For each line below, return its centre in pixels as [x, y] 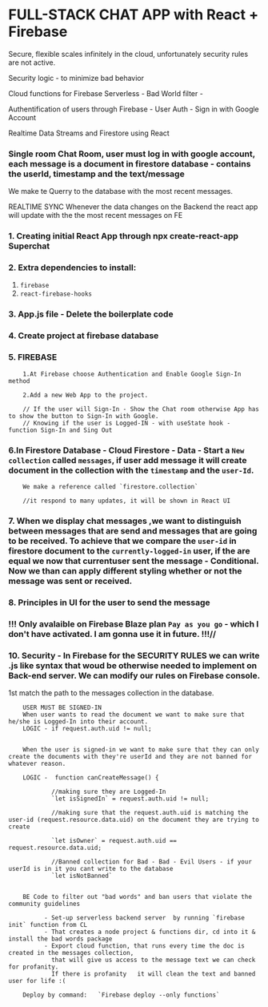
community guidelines [44, 904]
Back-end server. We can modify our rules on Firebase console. [134, 675]
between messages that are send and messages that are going [133, 530]
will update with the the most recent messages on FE [96, 215]
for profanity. [34, 967]
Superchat [29, 246]
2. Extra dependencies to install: [72, 268]
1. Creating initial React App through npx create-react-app [123, 236]
